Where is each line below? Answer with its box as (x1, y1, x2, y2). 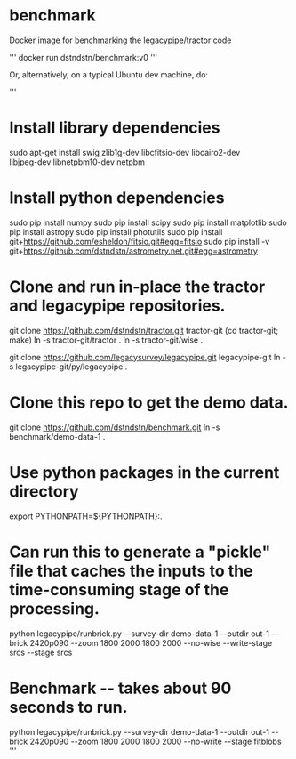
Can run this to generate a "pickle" (9, 542, 271, 561)
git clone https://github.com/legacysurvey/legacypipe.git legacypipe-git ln (9, 351, 281, 362)
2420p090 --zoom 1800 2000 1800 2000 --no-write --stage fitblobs (29, 736, 282, 747)
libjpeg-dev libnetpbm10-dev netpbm (9, 157, 145, 167)
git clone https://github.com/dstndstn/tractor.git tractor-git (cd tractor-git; (9, 325, 278, 335)
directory (9, 481, 79, 501)
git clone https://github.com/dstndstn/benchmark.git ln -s (9, 422, 220, 432)
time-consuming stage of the (9, 579, 229, 600)
